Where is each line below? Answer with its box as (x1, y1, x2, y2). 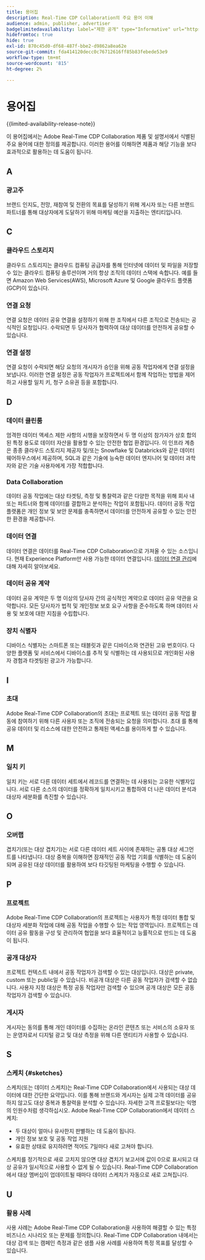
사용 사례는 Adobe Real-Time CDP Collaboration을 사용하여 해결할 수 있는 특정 (6, 1223, 197, 1231)
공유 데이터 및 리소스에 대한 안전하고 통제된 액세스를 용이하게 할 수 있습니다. (6, 725, 187, 732)
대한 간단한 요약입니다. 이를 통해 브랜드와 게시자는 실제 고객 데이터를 (22, 1092, 185, 1099)
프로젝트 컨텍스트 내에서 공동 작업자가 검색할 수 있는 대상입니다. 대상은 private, (6, 968, 195, 976)
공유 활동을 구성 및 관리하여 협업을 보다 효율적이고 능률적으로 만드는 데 (17, 929, 185, 936)
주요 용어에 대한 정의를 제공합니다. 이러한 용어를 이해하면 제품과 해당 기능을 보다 (6, 140, 197, 148)
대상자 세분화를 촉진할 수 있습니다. (6, 793, 88, 800)
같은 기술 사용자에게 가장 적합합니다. (17, 462, 104, 469)
